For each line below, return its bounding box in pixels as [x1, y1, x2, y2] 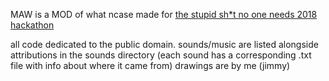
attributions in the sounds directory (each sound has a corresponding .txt [10, 49, 312, 61]
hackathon [10, 19, 55, 31]
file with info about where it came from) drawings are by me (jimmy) [10, 60, 291, 71]
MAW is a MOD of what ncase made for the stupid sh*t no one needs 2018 [10, 9, 318, 20]
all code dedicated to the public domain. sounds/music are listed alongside [10, 39, 319, 50]
